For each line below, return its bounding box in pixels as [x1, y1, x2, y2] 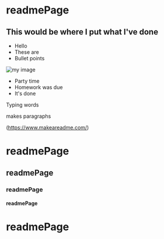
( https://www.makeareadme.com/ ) [6, 124, 89, 131]
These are [14, 49, 39, 56]
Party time [14, 77, 40, 84]
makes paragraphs [6, 112, 51, 119]
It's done [14, 90, 36, 97]
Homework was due [14, 84, 63, 91]
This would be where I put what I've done [6, 27, 159, 37]
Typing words [6, 101, 39, 108]
